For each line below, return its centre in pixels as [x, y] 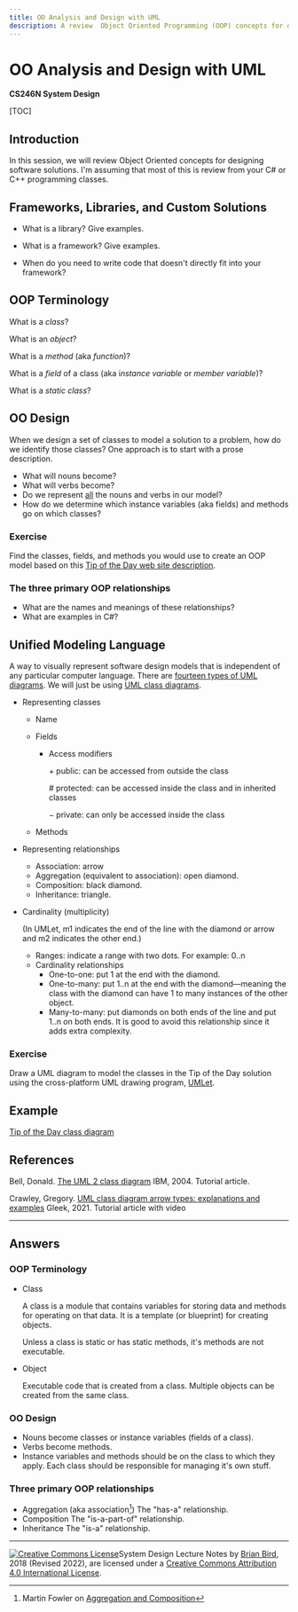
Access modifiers [80, 754]
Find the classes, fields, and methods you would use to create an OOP [137, 555]
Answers [35, 1244]
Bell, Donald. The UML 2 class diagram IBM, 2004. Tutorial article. [129, 1182]
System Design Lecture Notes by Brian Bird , [199, 1553]
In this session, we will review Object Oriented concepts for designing [137, 161]
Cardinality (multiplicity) [66, 912]
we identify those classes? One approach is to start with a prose [126, 449]
